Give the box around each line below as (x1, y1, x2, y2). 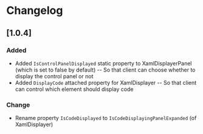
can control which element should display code (15, 85, 134, 93)
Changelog (6, 4, 63, 18)
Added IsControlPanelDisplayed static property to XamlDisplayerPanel (15, 59, 192, 67)
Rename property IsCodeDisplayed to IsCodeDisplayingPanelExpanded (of (15, 115, 197, 122)
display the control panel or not (15, 72, 94, 79)
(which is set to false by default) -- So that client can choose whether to (15, 66, 196, 73)
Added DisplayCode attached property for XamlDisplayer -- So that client (15, 79, 197, 86)
